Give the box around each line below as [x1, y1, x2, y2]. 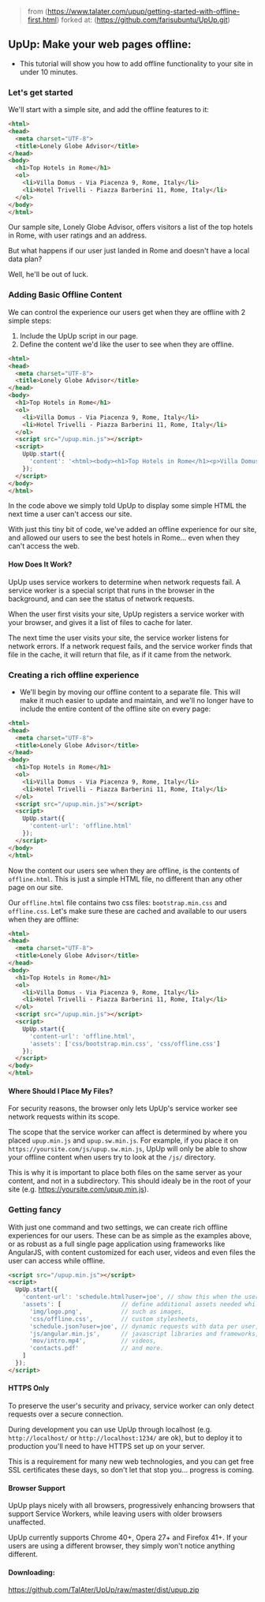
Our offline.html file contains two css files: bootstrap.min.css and [8, 897, 227, 907]
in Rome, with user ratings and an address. [8, 230, 147, 240]
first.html [27, 15, 58, 24]
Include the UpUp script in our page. [19, 331, 139, 340]
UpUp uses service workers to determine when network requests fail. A [8, 577, 241, 586]
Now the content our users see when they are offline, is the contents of [8, 866, 240, 875]
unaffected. [8, 1518, 46, 1527]
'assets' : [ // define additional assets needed [22, 1301, 242, 1308]
